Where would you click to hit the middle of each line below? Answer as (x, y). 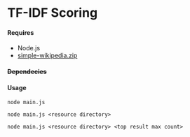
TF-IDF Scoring (53, 13)
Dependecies (27, 71)
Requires (21, 32)
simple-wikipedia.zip (47, 56)
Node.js (29, 48)
